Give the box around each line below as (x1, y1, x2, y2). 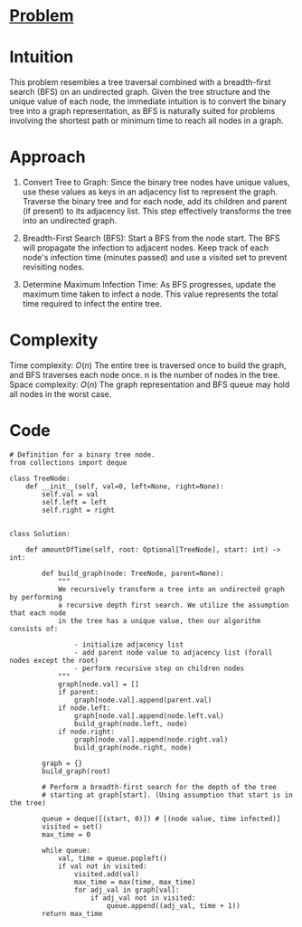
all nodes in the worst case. (9, 389, 112, 399)
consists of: (9, 624, 59, 633)
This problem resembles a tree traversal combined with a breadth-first (9, 77, 271, 88)
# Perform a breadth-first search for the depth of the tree (42, 782, 278, 791)
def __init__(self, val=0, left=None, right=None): (25, 481, 224, 491)
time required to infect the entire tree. (22, 298, 163, 309)
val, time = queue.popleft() (57, 854, 168, 863)
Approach (9, 147, 86, 167)
